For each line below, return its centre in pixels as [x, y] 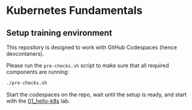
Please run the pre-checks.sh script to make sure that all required [88, 65]
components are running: [38, 72]
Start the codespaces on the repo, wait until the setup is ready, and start [97, 94]
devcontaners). [25, 54]
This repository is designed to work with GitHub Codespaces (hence [92, 47]
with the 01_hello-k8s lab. [38, 101]
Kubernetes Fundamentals [74, 11]
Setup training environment [59, 33]
